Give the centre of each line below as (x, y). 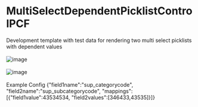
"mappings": (117, 91)
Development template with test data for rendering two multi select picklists (99, 40)
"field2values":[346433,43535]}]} (113, 97)
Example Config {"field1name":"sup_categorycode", (70, 84)
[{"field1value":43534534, (38, 97)
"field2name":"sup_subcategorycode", (54, 91)
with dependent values (34, 47)
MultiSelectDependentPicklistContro (99, 11)
